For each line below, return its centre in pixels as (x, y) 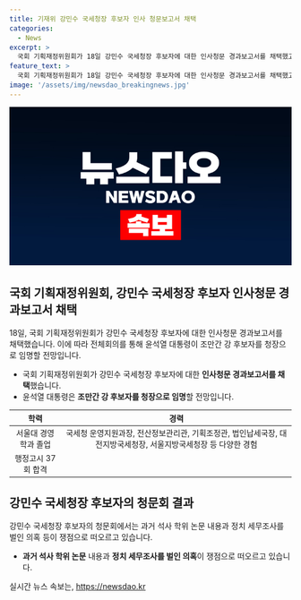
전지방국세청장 (120, 444)
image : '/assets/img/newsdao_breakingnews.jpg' (100, 85)
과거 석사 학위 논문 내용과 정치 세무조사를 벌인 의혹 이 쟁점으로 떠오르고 (144, 556)
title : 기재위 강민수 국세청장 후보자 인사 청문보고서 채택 (103, 19)
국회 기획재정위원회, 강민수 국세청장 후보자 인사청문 (142, 292)
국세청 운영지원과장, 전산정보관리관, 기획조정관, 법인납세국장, (172, 433)
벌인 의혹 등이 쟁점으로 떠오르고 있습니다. (81, 537)
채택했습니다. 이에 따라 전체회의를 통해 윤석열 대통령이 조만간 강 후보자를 (136, 344)
